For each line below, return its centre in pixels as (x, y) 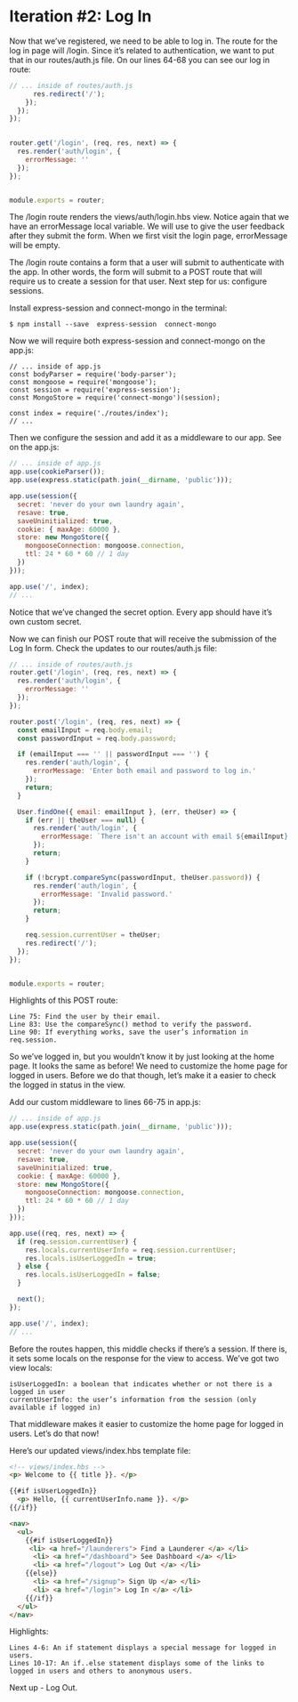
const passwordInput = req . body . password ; (97, 738)
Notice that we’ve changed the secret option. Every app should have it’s (141, 612)
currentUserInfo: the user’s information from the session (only (133, 1400)
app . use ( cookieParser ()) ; (57, 472)
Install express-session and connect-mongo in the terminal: (118, 308)
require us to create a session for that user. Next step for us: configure (138, 281)
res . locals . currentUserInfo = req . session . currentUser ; (131, 1250)
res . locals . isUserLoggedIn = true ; (91, 1258)
